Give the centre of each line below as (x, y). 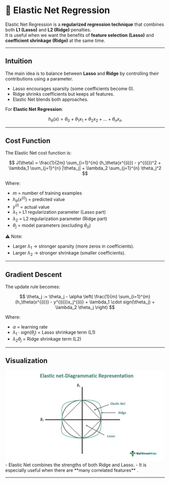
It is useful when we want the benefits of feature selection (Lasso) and (80, 35)
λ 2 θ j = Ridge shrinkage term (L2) (47, 340)
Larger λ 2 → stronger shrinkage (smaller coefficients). (69, 253)
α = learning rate (30, 327)
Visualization (27, 361)
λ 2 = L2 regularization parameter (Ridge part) (60, 219)
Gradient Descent (34, 275)
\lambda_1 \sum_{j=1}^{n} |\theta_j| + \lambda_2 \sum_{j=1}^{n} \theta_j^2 (85, 168)
